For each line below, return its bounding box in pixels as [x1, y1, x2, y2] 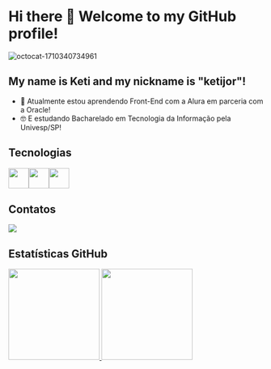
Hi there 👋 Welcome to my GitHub [8, 7, 237, 26]
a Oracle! [19, 104, 51, 114]
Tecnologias [8, 146, 72, 160]
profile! [8, 24, 59, 43]
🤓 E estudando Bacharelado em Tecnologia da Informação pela [19, 113, 231, 123]
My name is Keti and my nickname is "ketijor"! [8, 74, 247, 88]
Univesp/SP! [19, 122, 62, 132]
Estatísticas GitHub [8, 247, 108, 261]
